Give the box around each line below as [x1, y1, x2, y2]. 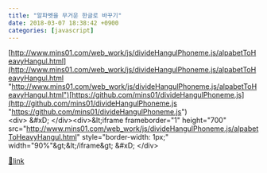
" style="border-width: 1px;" [76, 133, 169, 142]
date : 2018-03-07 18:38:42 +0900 [8, 19, 119, 27]
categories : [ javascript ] [8, 26, 94, 34]
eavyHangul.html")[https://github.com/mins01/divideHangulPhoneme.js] [8, 90, 245, 100]
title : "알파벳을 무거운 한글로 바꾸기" [8, 11, 122, 20]
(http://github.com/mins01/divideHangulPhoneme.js [8, 98, 177, 108]
